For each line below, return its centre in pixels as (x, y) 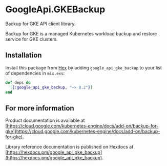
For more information (40, 108)
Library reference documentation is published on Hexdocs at (69, 147)
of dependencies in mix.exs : (35, 73)
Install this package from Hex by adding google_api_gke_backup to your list (84, 67)
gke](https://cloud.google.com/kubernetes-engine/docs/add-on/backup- (83, 132)
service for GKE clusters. (32, 39)
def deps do (18, 82)
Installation (24, 55)
